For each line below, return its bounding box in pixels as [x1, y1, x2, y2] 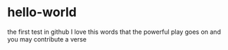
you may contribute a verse [7, 35, 87, 43]
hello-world [7, 4, 77, 20]
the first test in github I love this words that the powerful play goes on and [7, 27, 222, 36]
